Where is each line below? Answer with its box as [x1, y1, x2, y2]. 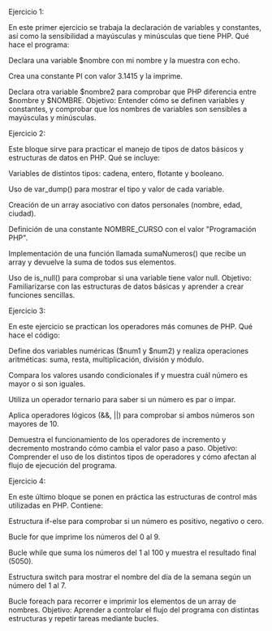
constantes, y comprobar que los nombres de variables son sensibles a [8, 105, 248, 114]
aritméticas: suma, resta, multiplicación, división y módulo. [8, 354, 205, 364]
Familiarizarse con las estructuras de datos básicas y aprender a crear [8, 281, 244, 291]
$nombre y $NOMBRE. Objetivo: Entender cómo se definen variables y [8, 96, 245, 105]
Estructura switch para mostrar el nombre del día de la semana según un [8, 572, 252, 582]
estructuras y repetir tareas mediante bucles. [8, 614, 159, 623]
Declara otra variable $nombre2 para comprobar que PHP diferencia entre [8, 87, 257, 97]
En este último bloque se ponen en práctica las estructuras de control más [8, 492, 257, 501]
